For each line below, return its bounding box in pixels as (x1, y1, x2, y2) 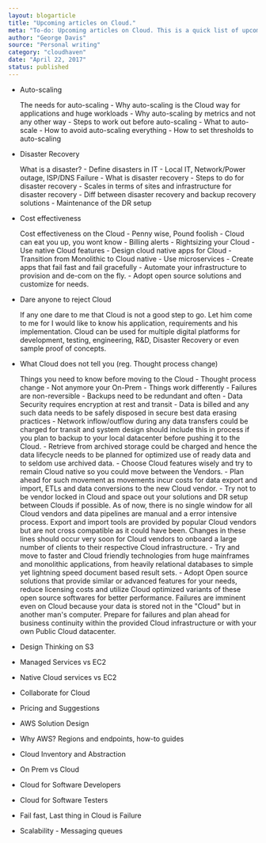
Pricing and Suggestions (19, 703, 101, 712)
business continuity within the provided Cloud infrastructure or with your (19, 618, 257, 628)
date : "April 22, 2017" (8, 56, 87, 64)
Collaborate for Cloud (19, 688, 90, 697)
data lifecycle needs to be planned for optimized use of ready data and (19, 450, 251, 459)
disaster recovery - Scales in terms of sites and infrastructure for (19, 181, 232, 191)
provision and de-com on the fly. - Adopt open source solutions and (19, 271, 241, 280)
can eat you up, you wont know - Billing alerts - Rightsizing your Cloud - (19, 237, 255, 246)
